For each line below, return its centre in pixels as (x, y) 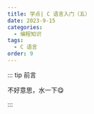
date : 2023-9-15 (31, 21)
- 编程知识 (28, 34)
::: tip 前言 (22, 75)
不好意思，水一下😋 (36, 90)
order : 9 (20, 54)
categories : (25, 27)
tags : (15, 41)
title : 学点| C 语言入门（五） (49, 14)
